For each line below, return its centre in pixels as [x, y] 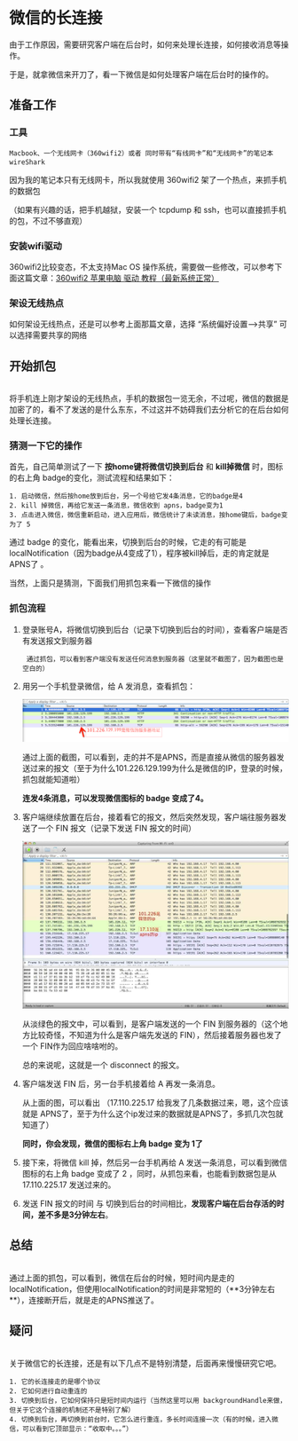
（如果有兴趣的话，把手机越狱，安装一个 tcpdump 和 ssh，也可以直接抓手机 [148, 209]
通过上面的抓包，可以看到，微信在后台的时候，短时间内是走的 [122, 1278]
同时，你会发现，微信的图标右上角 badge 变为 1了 [112, 1144]
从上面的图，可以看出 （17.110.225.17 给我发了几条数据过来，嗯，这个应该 [155, 1102]
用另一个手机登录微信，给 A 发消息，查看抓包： [109, 686]
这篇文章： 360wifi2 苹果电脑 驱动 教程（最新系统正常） [118, 278]
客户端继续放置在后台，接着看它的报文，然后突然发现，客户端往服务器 [150, 816]
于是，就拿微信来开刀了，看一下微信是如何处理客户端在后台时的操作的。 [141, 74]
